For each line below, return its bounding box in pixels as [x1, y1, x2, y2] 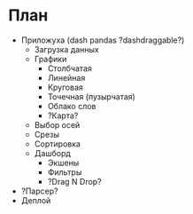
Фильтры [47, 166, 82, 178]
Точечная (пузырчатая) [47, 91, 136, 102]
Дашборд [34, 147, 72, 158]
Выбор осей [34, 119, 81, 130]
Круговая [47, 82, 83, 92]
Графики [34, 53, 67, 64]
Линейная [47, 72, 86, 83]
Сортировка [34, 139, 81, 149]
